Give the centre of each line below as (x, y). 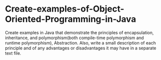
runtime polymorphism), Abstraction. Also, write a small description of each (80, 43)
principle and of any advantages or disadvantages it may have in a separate (81, 48)
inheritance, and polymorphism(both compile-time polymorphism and (74, 38)
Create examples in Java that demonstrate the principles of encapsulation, (79, 32)
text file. (13, 53)
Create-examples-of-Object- (65, 9)
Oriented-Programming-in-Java (71, 19)
